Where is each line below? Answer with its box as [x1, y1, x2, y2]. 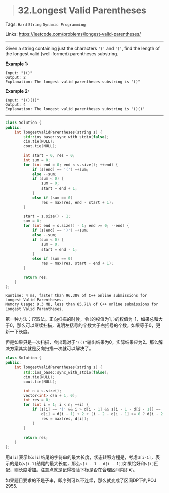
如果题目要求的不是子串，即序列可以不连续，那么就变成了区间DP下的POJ [5, 477, 157, 483]
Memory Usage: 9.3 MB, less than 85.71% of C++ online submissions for [5, 302, 158, 307]
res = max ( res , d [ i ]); [41, 416, 89, 421]
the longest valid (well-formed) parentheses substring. [5, 50, 118, 57]
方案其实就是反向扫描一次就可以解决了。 [9, 345, 94, 352]
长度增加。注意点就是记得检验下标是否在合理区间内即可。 [18, 467, 137, 473]
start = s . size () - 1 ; [23, 214, 71, 219]
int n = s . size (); [23, 388, 62, 393]
